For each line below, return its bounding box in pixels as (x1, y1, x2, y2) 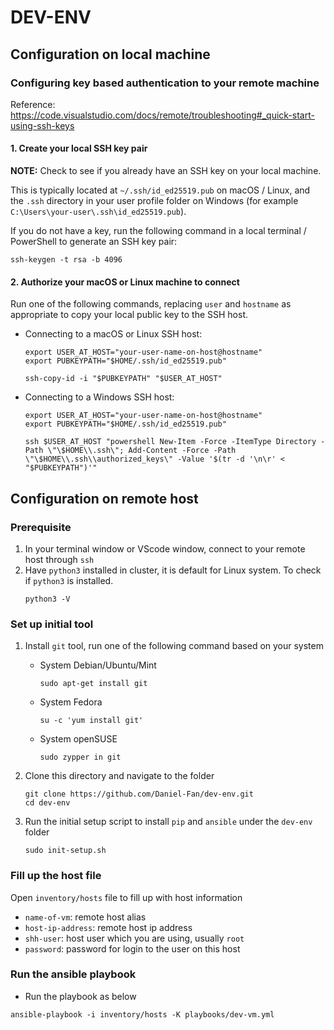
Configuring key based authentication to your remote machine (10, 76, 320, 90)
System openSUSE (39, 733, 118, 745)
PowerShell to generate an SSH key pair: (10, 236, 178, 248)
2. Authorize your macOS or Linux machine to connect (10, 276, 240, 288)
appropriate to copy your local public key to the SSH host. (10, 309, 248, 321)
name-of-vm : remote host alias (24, 911, 147, 923)
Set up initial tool (10, 617, 94, 631)
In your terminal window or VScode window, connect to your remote (24, 542, 306, 555)
